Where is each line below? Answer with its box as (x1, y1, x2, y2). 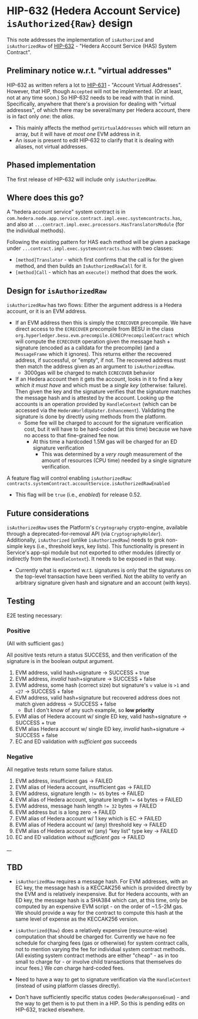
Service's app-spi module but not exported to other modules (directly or (6, 549, 182, 556)
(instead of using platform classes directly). (15, 982, 121, 990)
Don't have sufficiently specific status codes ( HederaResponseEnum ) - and (15, 994, 190, 1001)
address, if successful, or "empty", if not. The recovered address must (15, 357, 186, 364)
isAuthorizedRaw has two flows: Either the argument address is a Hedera (6, 302, 182, 309)
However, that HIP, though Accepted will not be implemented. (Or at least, (6, 87, 183, 95)
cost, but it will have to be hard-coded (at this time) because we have (24, 426, 192, 433)
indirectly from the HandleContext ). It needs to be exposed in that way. (6, 555, 176, 562)
